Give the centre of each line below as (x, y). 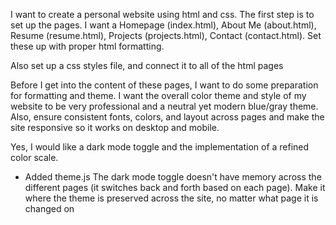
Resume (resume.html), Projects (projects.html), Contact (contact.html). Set (166, 35)
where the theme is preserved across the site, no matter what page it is (171, 198)
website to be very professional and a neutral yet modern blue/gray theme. (164, 106)
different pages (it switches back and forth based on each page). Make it (175, 187)
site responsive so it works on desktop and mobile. (115, 127)
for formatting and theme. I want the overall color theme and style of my (158, 95)
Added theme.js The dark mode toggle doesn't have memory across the (173, 177)
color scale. (34, 157)
